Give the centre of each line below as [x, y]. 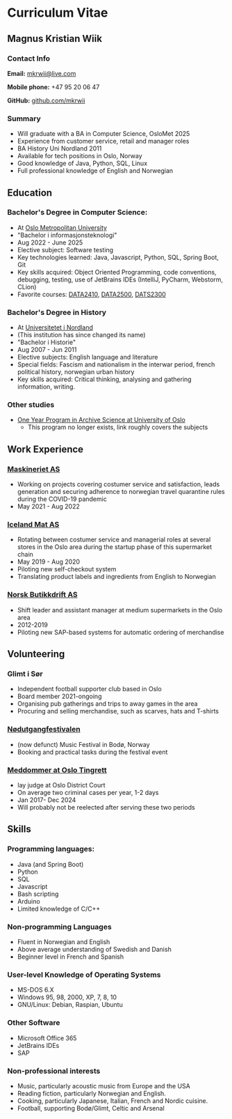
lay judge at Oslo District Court [61, 785]
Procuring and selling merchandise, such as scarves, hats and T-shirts [118, 711]
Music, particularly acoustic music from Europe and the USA [104, 1086]
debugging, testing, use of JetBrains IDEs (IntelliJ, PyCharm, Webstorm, [120, 279]
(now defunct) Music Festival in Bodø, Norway [84, 744]
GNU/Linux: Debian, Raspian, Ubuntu [70, 1005]
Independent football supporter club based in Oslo [89, 689]
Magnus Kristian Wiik [55, 39]
